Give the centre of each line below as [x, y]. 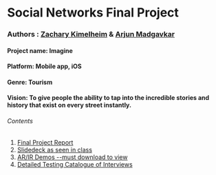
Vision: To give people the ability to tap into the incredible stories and [108, 98]
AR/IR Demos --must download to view [72, 157]
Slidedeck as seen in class [55, 150]
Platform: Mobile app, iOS [44, 66]
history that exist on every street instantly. [69, 105]
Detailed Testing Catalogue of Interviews [75, 164]
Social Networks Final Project [93, 13]
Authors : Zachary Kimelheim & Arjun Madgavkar [91, 34]
